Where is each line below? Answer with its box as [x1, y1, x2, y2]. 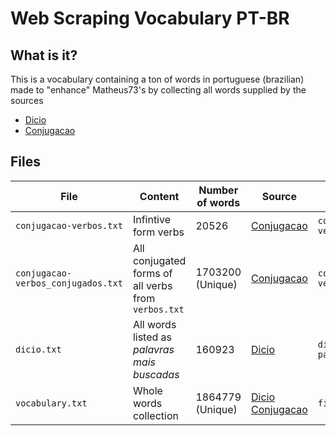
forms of [132, 266, 173, 280]
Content [139, 189, 180, 203]
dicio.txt [15, 343, 62, 355]
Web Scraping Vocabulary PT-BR [10, 7, 290, 30]
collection [132, 408, 179, 422]
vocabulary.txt [15, 397, 88, 409]
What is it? [10, 47, 78, 64]
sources [10, 95, 44, 106]
